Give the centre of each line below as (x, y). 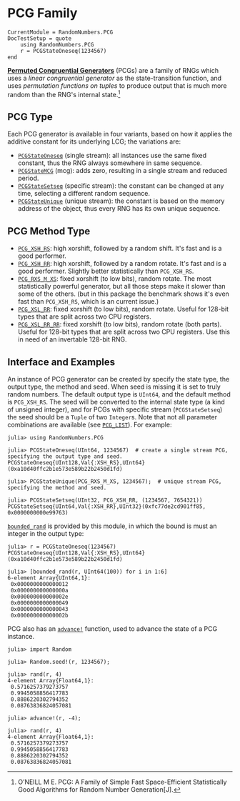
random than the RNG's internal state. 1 (64, 94)
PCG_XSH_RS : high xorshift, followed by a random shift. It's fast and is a (120, 249)
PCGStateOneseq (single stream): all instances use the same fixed (112, 156)
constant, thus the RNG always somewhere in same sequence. (110, 163)
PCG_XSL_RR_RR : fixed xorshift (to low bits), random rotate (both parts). (120, 324)
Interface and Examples (61, 362)
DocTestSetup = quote (40, 38)
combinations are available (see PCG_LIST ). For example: (90, 425)
